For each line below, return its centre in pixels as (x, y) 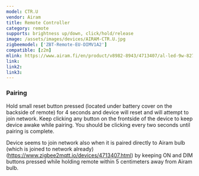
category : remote (28, 28)
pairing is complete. (30, 131)
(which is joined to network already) (50, 149)
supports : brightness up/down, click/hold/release (70, 34)
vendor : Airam (24, 17)
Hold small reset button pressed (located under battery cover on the (89, 106)
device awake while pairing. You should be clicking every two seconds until (98, 124)
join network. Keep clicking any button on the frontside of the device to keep (99, 119)
